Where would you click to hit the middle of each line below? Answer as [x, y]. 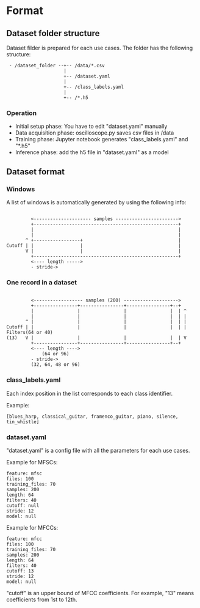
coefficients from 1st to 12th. [42, 599]
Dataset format [36, 172]
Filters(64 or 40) [30, 333]
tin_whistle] [23, 422]
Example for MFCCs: [32, 527]
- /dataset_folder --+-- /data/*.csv [57, 65]
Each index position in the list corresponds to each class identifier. [89, 393]
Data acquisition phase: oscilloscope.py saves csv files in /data [95, 133]
